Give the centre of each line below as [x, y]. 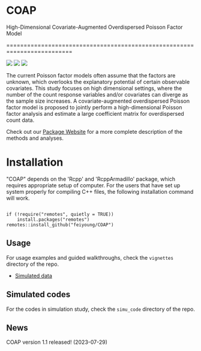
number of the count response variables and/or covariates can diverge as [97, 94]
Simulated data [34, 275]
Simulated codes [38, 295]
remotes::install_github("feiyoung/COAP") [60, 225]
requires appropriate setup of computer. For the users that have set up [93, 185]
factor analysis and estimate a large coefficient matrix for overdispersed [95, 113]
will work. [18, 198]
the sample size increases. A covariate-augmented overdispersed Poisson [98, 101]
